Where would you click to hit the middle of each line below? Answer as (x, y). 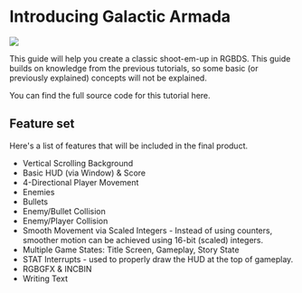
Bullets (35, 202)
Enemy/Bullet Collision (64, 211)
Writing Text (45, 279)
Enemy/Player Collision (65, 221)
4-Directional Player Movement (80, 182)
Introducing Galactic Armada (120, 17)
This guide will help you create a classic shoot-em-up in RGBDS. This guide (150, 58)
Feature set (42, 124)
